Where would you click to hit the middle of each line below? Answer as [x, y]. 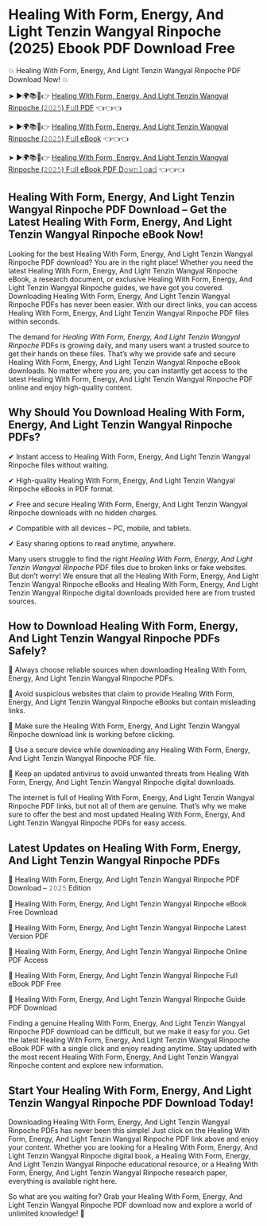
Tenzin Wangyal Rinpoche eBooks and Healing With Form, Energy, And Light [133, 584]
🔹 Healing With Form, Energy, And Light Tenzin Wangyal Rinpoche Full [123, 976]
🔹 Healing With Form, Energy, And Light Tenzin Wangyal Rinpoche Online [128, 952]
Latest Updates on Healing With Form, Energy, [125, 848]
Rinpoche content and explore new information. [86, 1065]
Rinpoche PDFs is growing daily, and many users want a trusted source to [129, 345]
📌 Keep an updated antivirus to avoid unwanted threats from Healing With [128, 774]
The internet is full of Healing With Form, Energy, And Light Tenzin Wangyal [132, 797]
